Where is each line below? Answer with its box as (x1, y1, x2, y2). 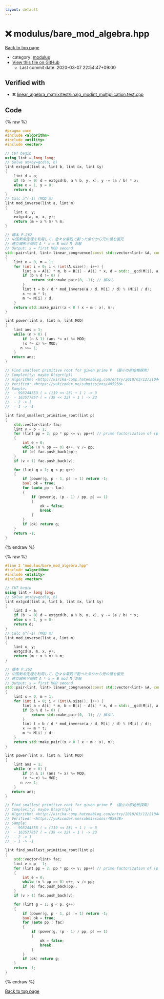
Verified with (5, 79, 45, 87)
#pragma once (5, 128, 32, 133)
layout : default (5, 7, 38, 12)
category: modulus (12, 54, 50, 60)
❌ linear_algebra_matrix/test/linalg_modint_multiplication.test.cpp (12, 91, 144, 98)
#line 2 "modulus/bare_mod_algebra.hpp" (5, 563, 89, 568)
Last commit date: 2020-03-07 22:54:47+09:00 (19, 64, 116, 70)
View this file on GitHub (12, 59, 60, 65)
